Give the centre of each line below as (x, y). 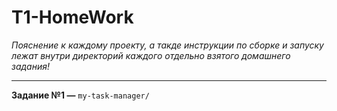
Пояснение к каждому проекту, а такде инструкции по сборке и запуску (167, 45)
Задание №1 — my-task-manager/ (80, 95)
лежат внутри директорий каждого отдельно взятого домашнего (151, 55)
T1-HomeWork (72, 17)
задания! (30, 66)
